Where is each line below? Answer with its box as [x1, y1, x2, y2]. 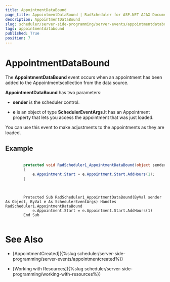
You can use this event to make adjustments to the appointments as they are [5, 124, 164, 130]
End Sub [23, 212, 39, 218]
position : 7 [5, 36, 30, 41]
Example [5, 144, 33, 153]
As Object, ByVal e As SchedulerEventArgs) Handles [5, 199, 116, 204]
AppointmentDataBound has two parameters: [5, 89, 102, 95]
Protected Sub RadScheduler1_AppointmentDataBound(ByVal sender [23, 194, 162, 200]
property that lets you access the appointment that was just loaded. [12, 114, 154, 120]
